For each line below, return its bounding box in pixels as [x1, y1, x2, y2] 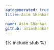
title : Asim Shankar [5, 12, 49, 17]
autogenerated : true [5, 7, 49, 13]
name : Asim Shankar [5, 21, 47, 26]
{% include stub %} [5, 40, 47, 46]
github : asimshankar [5, 26, 49, 31]
